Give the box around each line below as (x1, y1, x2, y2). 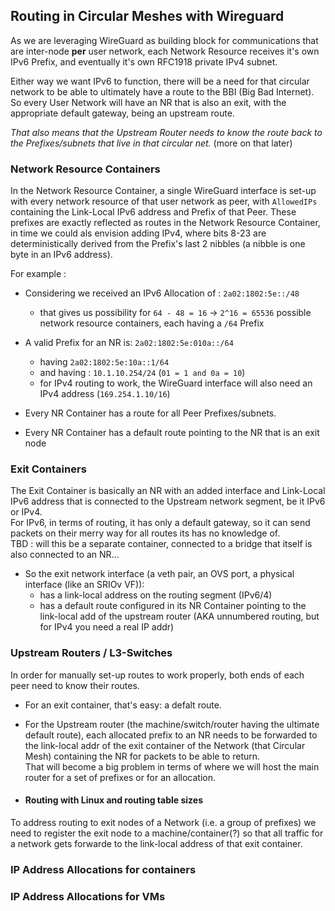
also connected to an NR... (10, 549, 120, 561)
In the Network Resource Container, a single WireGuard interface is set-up (10, 185, 317, 197)
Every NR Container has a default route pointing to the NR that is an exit (24, 427, 320, 439)
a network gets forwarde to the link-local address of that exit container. (10, 837, 303, 849)
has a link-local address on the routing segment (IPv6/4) (39, 589, 273, 601)
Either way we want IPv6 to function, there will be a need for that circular (10, 75, 310, 87)
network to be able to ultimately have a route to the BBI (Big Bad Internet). (10, 85, 315, 98)
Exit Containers (10, 462, 87, 476)
